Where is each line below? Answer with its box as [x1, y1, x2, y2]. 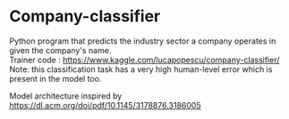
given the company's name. [9, 44, 112, 55]
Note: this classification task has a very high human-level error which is [9, 64, 273, 75]
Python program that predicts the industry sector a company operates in [9, 36, 276, 46]
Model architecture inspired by [9, 91, 123, 101]
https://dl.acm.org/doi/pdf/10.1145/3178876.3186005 [9, 99, 201, 110]
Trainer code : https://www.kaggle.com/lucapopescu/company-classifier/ [9, 54, 280, 65]
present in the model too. [9, 73, 102, 83]
